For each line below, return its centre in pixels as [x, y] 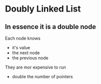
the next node [26, 53]
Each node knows [23, 38]
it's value [21, 48]
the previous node [30, 58]
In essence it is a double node [50, 27]
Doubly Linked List [43, 9]
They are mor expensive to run [36, 67]
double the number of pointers [43, 77]
